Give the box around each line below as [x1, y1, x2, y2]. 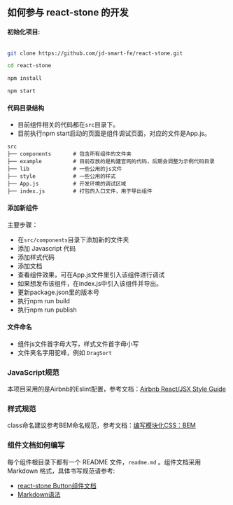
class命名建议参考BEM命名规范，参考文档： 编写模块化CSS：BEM [7, 421, 196, 429]
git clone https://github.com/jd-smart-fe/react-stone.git [7, 50, 183, 57]
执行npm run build [17, 296, 70, 305]
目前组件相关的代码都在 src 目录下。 [17, 120, 120, 129]
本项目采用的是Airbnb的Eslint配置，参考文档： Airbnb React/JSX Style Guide [7, 385, 226, 393]
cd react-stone [7, 62, 52, 69]
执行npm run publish [17, 305, 77, 314]
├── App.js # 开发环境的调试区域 [7, 181, 127, 188]
